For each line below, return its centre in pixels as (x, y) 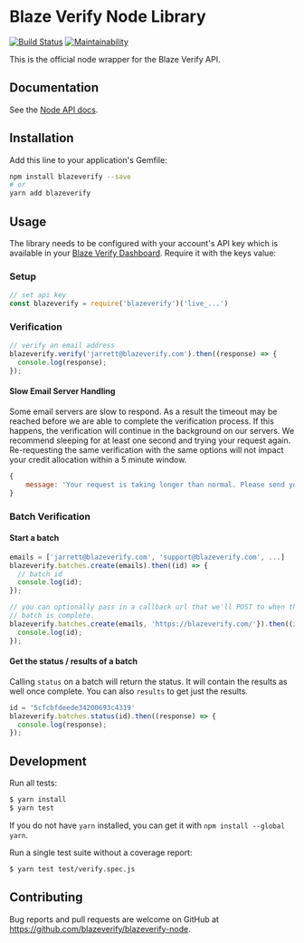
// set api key (38, 295)
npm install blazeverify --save (70, 177)
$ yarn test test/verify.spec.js (72, 869)
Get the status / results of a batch (74, 661)
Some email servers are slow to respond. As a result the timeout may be (143, 412)
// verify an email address (62, 346)
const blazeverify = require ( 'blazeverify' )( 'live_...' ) (119, 304)
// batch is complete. (52, 616)
